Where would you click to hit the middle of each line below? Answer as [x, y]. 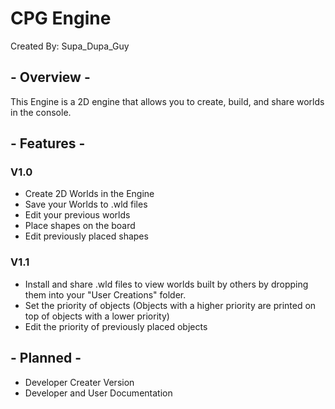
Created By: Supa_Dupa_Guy [70, 46]
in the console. [41, 112]
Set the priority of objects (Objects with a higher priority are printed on [170, 305]
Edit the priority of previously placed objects [116, 326]
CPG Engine [61, 18]
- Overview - [50, 77]
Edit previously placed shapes [86, 236]
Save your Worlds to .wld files [86, 204]
